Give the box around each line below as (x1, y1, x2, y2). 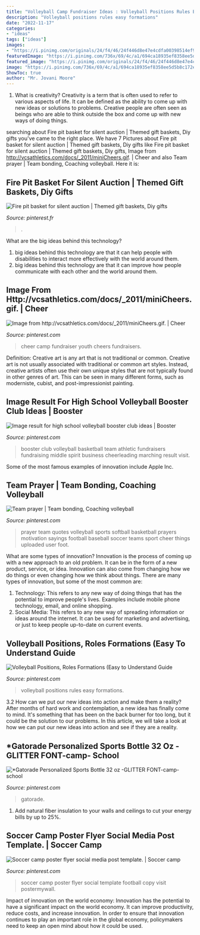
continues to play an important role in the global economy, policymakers (6, 916, 183, 923)
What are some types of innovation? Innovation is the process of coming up (6, 553, 192, 560)
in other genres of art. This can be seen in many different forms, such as (6, 373, 184, 380)
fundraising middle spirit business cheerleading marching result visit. (20, 451, 190, 459)
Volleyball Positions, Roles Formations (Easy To (6, 639, 186, 649)
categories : (6, 25, 36, 32)
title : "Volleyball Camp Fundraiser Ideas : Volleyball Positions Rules (6, 8, 190, 15)
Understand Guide (6, 648, 76, 658)
